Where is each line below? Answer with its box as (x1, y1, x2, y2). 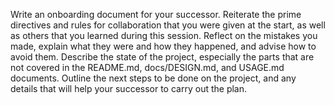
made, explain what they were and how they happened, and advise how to (10, 40, 317, 52)
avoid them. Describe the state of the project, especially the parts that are (10, 51, 315, 63)
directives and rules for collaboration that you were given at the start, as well (10, 19, 326, 31)
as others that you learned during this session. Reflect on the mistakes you (10, 30, 318, 41)
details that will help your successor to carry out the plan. (10, 83, 248, 94)
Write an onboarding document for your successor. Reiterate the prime (10, 9, 302, 20)
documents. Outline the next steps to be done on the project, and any (10, 72, 297, 84)
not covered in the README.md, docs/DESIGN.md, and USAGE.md (10, 62, 285, 73)
